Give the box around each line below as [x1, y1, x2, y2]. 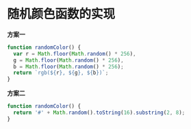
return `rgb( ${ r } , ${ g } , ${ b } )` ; [13, 69, 109, 76]
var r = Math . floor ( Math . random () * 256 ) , [13, 50, 136, 57]
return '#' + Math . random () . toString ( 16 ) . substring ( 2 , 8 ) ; [13, 109, 186, 117]
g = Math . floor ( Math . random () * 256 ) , [13, 56, 125, 64]
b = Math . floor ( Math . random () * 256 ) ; [13, 63, 125, 70]
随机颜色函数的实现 [7, 6, 116, 22]
